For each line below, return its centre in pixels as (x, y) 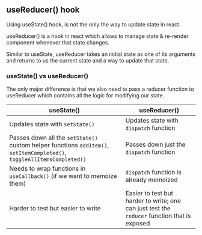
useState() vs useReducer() (47, 76)
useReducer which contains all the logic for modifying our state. (85, 96)
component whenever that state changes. (58, 42)
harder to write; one (153, 201)
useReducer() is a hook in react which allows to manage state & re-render (97, 36)
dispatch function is (153, 172)
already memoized (152, 180)
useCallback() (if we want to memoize (63, 176)
